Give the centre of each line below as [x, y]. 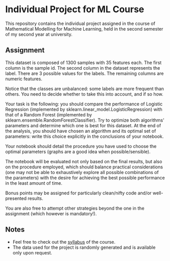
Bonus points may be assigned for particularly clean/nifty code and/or [78, 193]
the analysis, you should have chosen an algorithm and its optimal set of [81, 131]
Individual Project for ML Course [75, 9]
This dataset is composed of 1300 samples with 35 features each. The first [83, 63]
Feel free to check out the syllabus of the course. [64, 242]
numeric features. [24, 79]
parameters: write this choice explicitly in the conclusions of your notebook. [84, 136]
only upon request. [32, 252]
